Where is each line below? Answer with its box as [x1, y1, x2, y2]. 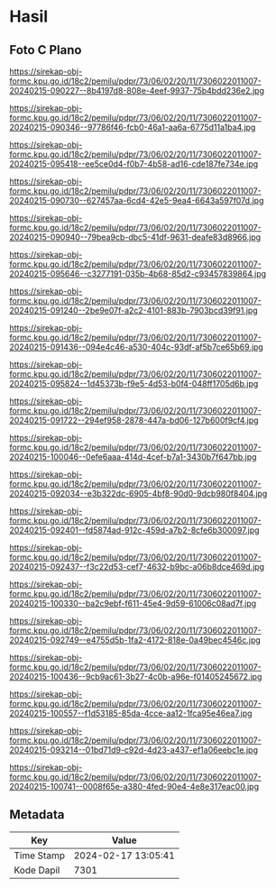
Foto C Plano [9, 42, 82, 58]
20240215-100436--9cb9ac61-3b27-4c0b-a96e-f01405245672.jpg [9, 672, 262, 682]
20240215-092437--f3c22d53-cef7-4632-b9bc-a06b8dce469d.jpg [9, 562, 264, 572]
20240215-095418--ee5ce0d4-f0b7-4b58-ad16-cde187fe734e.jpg [9, 159, 259, 169]
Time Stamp [14, 849, 66, 862]
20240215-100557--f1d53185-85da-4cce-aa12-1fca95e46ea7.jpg [9, 708, 253, 719]
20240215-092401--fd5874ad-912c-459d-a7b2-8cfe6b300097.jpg [9, 525, 260, 536]
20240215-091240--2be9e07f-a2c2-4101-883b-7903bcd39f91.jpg [9, 305, 259, 316]
